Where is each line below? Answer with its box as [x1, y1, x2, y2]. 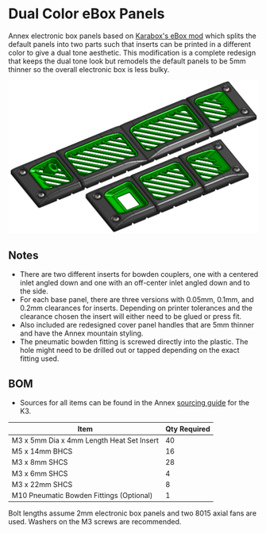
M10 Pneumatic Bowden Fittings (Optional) [11, 491, 153, 500]
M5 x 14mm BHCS [11, 447, 73, 456]
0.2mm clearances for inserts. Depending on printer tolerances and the [19, 303, 253, 313]
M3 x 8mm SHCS [11, 458, 68, 467]
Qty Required [165, 424, 210, 433]
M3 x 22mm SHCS [11, 479, 73, 489]
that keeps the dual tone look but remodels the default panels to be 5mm [8, 56, 246, 66]
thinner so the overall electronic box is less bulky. [8, 64, 170, 74]
